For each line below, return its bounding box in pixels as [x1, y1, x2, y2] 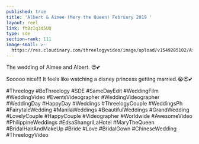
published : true [6, 8, 46, 15]
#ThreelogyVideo [6, 131, 49, 138]
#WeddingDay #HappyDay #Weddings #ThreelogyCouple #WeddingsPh [6, 100, 183, 107]
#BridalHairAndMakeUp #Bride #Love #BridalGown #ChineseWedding [6, 125, 177, 132]
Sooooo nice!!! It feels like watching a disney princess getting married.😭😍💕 [6, 75, 192, 82]
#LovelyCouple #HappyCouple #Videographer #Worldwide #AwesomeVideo [6, 112, 192, 119]
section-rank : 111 [6, 36, 52, 42]
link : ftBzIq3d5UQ [6, 25, 52, 31]
